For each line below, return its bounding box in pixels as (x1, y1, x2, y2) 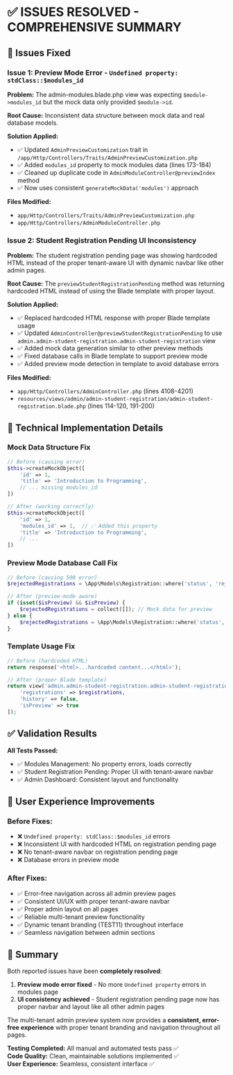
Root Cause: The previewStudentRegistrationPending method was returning (7, 279, 225, 288)
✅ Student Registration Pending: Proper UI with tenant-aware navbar (17, 767, 214, 775)
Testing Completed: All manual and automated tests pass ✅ (7, 1044, 179, 1053)
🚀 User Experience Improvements (7, 796, 155, 808)
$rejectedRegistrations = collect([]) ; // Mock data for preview (19, 606, 213, 613)
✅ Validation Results (7, 728, 97, 739)
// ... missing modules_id (19, 484, 98, 491)
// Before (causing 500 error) (7, 574, 98, 581)
